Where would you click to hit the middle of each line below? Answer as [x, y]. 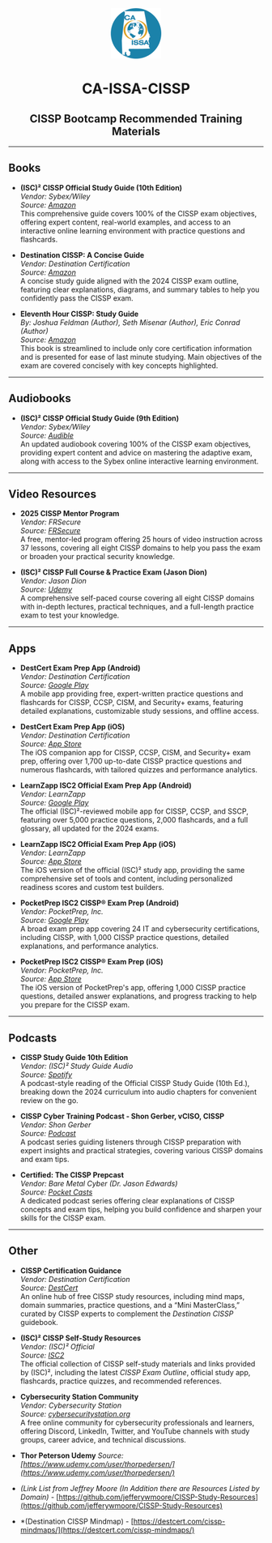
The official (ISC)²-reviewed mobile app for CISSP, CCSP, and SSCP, [134, 811]
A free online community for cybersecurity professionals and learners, [137, 1422]
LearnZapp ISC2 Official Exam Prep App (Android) [106, 785]
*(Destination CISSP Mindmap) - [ [77, 1521]
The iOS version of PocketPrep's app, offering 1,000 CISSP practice [133, 988]
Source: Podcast [48, 1134]
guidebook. [39, 1322]
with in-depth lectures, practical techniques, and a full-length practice [137, 607]
